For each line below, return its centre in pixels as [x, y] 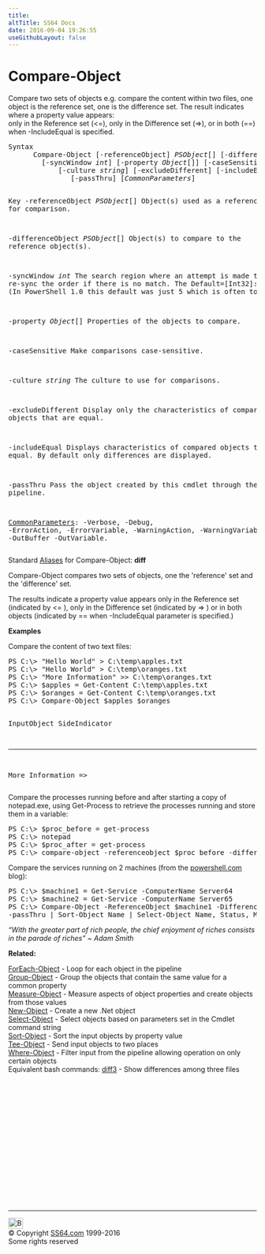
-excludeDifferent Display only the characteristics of [118, 410]
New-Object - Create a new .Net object [72, 1011]
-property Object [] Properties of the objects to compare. [125, 321]
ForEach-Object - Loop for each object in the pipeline [95, 969]
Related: [22, 954]
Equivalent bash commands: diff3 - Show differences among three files [124, 1069]
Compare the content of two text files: [70, 647]
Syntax [21, 147]
